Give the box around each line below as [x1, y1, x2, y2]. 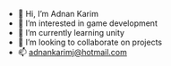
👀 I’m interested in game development [17, 18, 158, 29]
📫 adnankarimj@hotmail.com [17, 47, 128, 57]
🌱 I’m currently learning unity [17, 28, 125, 37]
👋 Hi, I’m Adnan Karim [17, 9, 98, 19]
